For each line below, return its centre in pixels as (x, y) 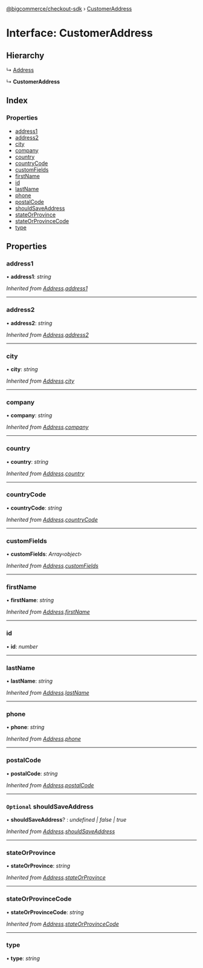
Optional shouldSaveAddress (50, 807)
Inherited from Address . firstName (48, 612)
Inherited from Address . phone (44, 739)
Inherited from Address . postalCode (50, 785)
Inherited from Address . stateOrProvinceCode (63, 924)
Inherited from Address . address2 (47, 334)
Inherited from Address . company (47, 427)
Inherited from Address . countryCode (52, 519)
